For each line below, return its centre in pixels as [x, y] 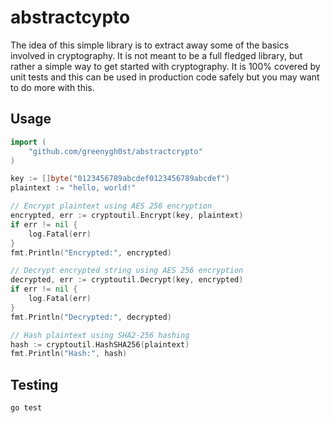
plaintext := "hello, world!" [73, 188]
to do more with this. [52, 87]
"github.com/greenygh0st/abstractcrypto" [115, 151]
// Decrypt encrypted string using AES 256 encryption [127, 271]
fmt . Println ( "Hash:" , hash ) [69, 354]
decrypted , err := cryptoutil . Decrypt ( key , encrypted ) [127, 280]
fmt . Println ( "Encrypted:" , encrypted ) [91, 252]
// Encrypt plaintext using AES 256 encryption [111, 206]
